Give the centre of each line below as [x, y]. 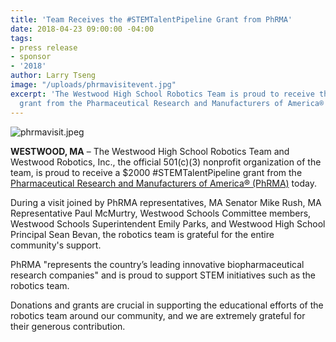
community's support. [56, 245]
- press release [44, 47]
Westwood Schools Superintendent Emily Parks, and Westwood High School [168, 223]
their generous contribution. [68, 326]
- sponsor [31, 57]
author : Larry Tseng [53, 76]
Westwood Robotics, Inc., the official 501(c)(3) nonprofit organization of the [166, 162]
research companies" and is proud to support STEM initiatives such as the [163, 275]
